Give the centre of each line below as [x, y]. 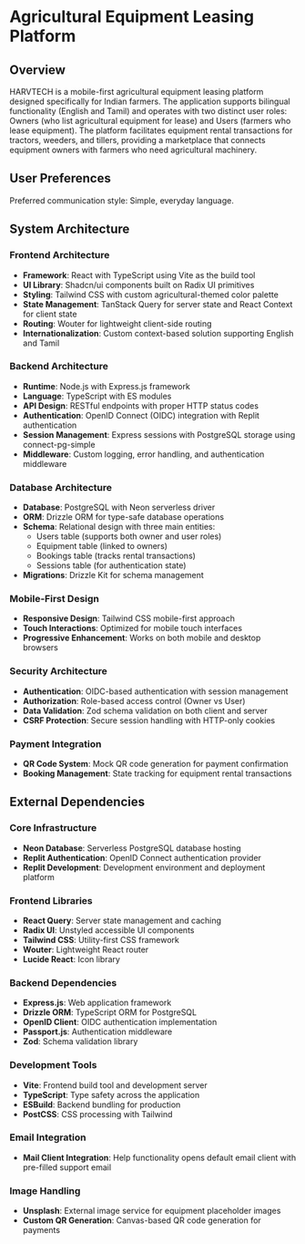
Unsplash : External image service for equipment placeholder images [152, 1211]
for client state [50, 314]
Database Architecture [61, 487]
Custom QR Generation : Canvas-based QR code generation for [142, 1220]
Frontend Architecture [60, 255]
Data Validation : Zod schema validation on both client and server [145, 710]
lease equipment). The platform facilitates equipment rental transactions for [151, 130]
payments [41, 1230]
